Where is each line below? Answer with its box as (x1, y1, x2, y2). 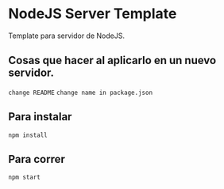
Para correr (8, 152, 66, 166)
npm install (8, 131, 48, 139)
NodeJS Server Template (8, 5, 177, 23)
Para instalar (8, 110, 72, 123)
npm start (8, 173, 41, 182)
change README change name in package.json (8, 89, 153, 96)
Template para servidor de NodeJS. (8, 31, 126, 40)
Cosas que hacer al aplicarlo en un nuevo (8, 54, 217, 67)
